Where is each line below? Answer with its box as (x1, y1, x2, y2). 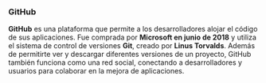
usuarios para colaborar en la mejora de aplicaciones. (8, 66, 185, 76)
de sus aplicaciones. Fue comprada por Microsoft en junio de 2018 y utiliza (8, 32, 257, 42)
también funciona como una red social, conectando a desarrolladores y (8, 58, 243, 67)
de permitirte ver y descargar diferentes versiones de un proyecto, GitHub (8, 50, 252, 59)
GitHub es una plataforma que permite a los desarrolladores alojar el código (8, 25, 258, 34)
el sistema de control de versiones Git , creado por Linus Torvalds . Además (8, 41, 256, 51)
